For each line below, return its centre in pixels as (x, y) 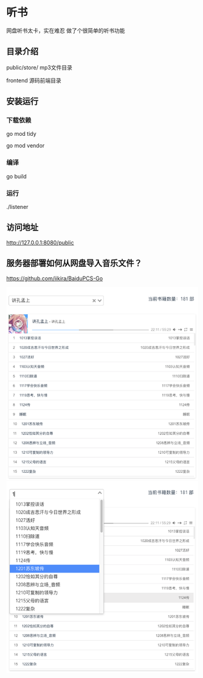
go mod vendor (26, 146)
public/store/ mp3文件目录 (40, 67)
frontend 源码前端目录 (34, 80)
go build (17, 176)
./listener (17, 207)
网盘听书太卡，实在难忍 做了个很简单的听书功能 (66, 30)
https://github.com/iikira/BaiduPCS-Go (55, 278)
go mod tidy (21, 134)
